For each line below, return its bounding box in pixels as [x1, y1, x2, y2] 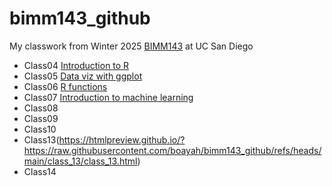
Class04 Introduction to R [23, 59, 130, 71]
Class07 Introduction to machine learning [23, 91, 194, 103]
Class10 [23, 123, 57, 135]
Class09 [23, 112, 59, 124]
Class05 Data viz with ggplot [23, 70, 143, 82]
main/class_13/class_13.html [23, 155, 138, 167]
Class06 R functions [23, 80, 108, 92]
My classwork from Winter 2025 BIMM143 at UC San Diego [9, 40, 254, 52]
